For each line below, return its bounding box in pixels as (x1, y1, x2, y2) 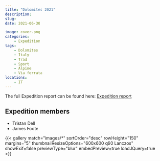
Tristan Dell (12, 120, 35, 126)
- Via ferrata (14, 70, 43, 76)
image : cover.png (5, 30, 41, 35)
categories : (5, 34, 29, 39)
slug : (5, 16, 16, 21)
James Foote (12, 125, 39, 131)
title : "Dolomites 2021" (5, 7, 56, 12)
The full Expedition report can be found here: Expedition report (5, 93, 132, 99)
